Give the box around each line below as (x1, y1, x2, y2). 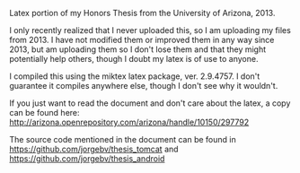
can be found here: (9, 108, 80, 117)
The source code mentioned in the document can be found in (9, 134, 236, 144)
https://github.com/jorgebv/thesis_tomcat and (9, 143, 179, 154)
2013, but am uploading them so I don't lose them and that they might (9, 44, 267, 55)
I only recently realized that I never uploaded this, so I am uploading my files (9, 25, 292, 35)
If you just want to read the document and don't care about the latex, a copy (9, 98, 291, 108)
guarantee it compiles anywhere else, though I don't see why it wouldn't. (9, 81, 278, 91)
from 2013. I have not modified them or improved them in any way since (9, 35, 275, 45)
